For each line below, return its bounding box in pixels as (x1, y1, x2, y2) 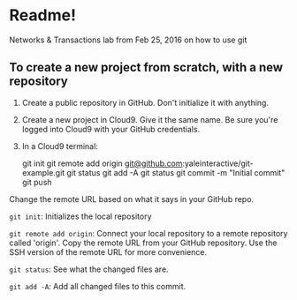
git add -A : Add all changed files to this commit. (9, 281, 187, 291)
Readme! (9, 5, 77, 26)
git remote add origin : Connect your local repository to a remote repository (9, 228, 288, 238)
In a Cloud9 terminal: (21, 140, 99, 151)
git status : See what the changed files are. (9, 264, 170, 274)
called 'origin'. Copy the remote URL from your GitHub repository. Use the (9, 237, 278, 248)
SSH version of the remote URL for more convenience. (9, 246, 208, 257)
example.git (21, 167, 65, 177)
